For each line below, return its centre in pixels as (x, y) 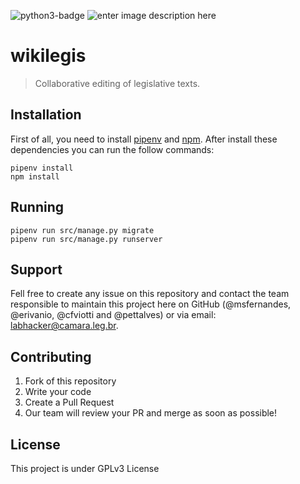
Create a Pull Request (69, 402)
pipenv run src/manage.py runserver (86, 239)
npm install (35, 176)
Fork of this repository (70, 381)
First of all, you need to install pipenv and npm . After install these (144, 139)
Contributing (51, 356)
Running (37, 207)
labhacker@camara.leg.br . (64, 326)
